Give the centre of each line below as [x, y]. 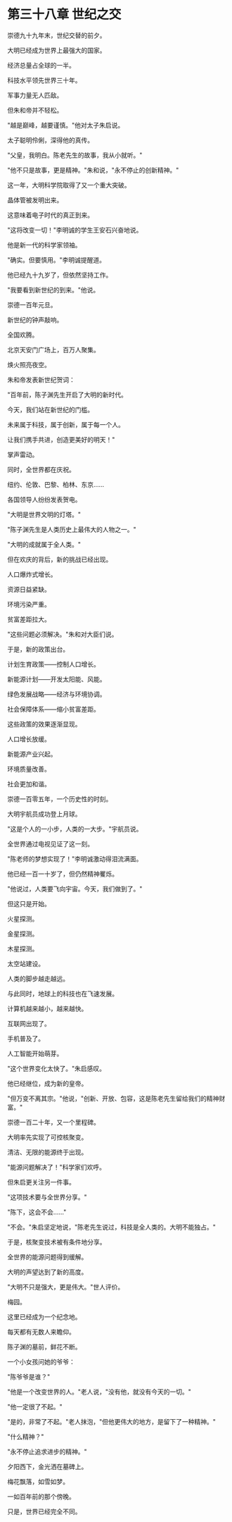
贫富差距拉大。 [29, 619]
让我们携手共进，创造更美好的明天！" [61, 439]
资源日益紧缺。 [29, 589]
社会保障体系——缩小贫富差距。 [53, 709]
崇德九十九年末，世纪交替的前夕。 [57, 35]
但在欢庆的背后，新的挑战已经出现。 [60, 559]
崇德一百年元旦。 [32, 304]
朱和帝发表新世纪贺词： [41, 379]
